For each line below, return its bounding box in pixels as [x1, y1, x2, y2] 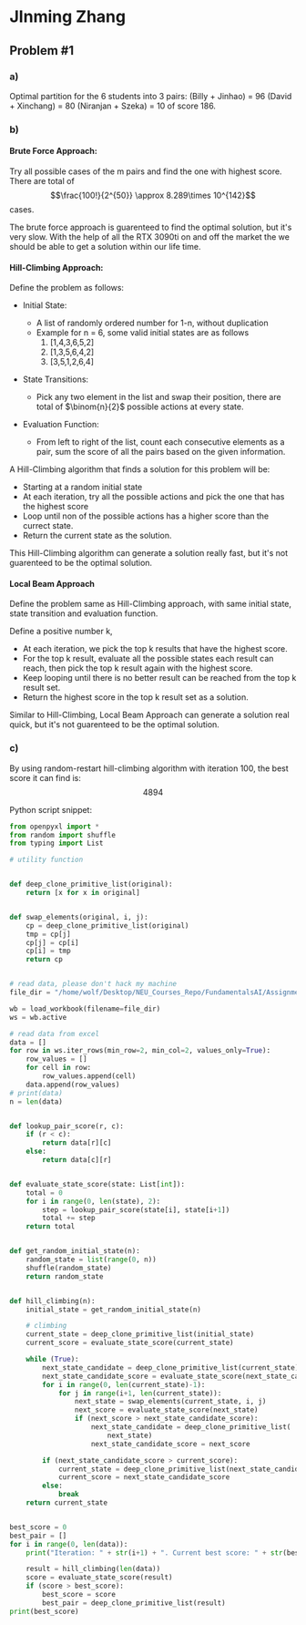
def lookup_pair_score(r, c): [9, 1121, 125, 1131]
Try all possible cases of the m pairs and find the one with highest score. [9, 166, 282, 177]
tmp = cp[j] [25, 930, 71, 939]
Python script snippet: [9, 804, 93, 815]
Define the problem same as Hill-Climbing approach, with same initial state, [9, 599, 292, 610]
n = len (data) [9, 1096, 64, 1106]
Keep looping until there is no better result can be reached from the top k [22, 673, 297, 684]
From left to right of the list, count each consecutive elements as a [36, 437, 285, 447]
